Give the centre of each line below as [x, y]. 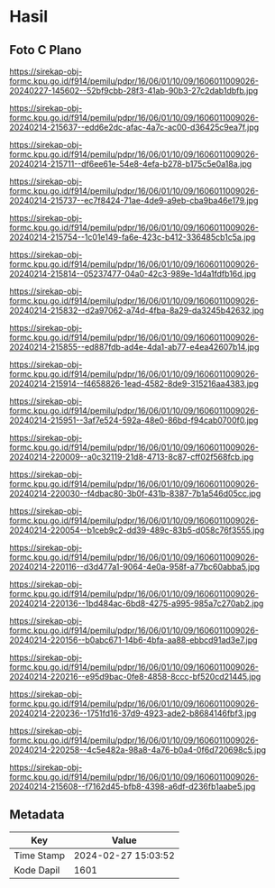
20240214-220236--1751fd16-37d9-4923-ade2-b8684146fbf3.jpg [133, 713]
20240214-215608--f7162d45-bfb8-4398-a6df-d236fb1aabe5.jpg [133, 787]
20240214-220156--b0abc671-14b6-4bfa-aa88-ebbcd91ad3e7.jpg [133, 640]
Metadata [37, 815]
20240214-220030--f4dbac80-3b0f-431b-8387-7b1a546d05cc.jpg [135, 494]
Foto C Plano [46, 50]
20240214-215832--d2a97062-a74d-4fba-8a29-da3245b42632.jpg [137, 310]
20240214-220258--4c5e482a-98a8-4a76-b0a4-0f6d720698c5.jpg [138, 750]
